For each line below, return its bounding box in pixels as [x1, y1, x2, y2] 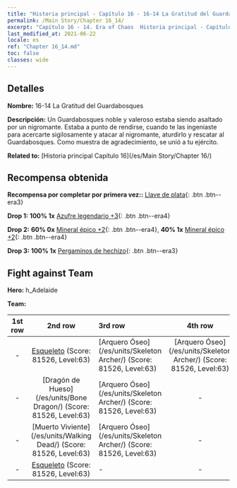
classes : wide [7, 57, 49, 64]
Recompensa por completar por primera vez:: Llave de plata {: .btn [7, 190, 203, 199]
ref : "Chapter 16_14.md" [7, 43, 80, 50]
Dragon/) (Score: [32, 402, 90, 412]
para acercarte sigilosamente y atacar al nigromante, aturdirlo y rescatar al [7, 130, 224, 139]
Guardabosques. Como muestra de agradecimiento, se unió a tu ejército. [7, 137, 219, 146]
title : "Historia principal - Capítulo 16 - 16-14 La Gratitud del [7, 10, 210, 18]
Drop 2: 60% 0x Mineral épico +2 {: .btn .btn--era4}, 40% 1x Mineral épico [7, 226, 224, 234]
